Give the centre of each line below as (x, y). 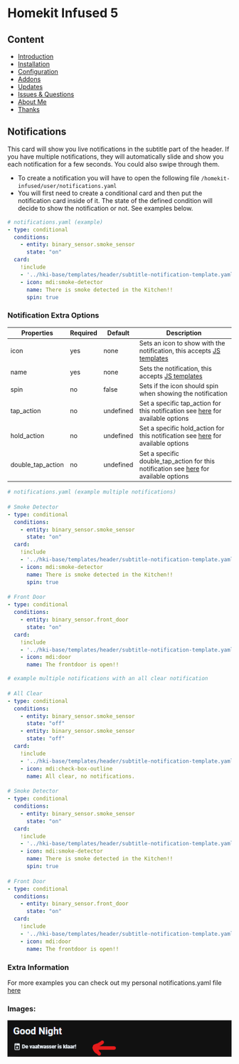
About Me (32, 102)
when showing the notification (183, 393)
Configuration (38, 72)
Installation (34, 64)
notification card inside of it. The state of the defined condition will (115, 200)
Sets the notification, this (175, 368)
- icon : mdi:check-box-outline (67, 768)
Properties (37, 333)
